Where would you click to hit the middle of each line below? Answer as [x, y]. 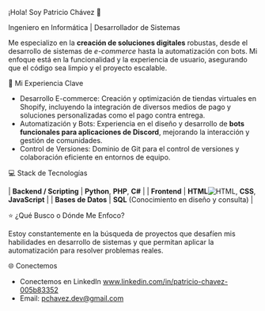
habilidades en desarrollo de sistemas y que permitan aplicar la [111, 242]
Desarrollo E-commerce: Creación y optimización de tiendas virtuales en [138, 98]
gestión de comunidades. [61, 141]
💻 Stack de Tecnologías [48, 173]
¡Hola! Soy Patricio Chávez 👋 [55, 12]
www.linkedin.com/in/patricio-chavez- [165, 281]
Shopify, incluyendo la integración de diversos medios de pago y [125, 107]
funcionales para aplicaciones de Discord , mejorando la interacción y [134, 132]
